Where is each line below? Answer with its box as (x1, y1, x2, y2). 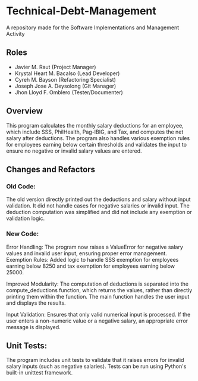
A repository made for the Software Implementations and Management (6, 24, 180, 31)
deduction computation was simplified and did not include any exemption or (6, 209, 192, 216)
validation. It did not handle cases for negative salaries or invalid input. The (6, 202, 190, 209)
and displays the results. (6, 299, 67, 306)
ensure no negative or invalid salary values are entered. (6, 147, 142, 154)
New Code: (6, 230, 39, 238)
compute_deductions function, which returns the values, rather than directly (6, 286, 193, 293)
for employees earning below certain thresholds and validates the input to (6, 141, 187, 148)
